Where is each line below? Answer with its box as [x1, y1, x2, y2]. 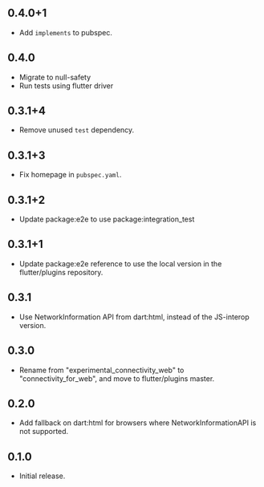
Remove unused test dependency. [18, 125, 135, 135]
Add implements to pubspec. [18, 27, 113, 37]
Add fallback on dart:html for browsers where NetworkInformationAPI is [18, 418, 257, 428]
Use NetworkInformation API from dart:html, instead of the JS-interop [18, 312, 250, 322]
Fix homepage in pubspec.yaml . [18, 170, 122, 180]
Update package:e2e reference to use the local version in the [18, 258, 222, 268]
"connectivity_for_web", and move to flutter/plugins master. [18, 373, 215, 384]
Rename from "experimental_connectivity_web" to [18, 365, 185, 375]
